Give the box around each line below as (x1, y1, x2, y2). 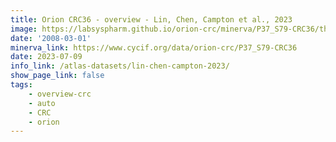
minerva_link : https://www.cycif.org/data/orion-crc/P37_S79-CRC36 (10, 42, 298, 53)
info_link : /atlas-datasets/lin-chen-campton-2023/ (10, 61, 230, 71)
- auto (28, 98, 56, 108)
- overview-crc (28, 89, 92, 99)
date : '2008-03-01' (10, 33, 92, 43)
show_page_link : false (10, 71, 105, 81)
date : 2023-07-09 (10, 52, 83, 62)
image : (10, 24, 38, 34)
